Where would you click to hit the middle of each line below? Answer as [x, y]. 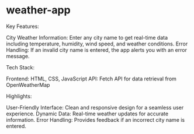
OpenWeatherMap [28, 84]
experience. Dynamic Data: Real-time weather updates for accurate [87, 114]
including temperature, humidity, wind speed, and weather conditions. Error [97, 44]
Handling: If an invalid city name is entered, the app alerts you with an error [96, 50]
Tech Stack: [20, 67]
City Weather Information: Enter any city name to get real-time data [87, 37]
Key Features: [22, 26]
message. [18, 56]
